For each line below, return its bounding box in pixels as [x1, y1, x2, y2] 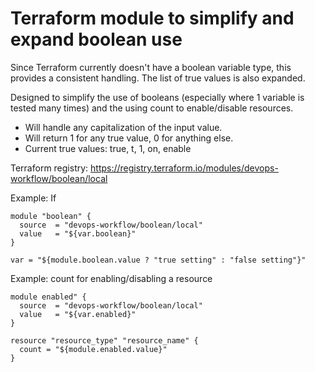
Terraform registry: [10, 162, 89, 174]
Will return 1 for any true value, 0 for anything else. [24, 132, 234, 144]
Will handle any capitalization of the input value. [24, 121, 223, 133]
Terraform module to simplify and [10, 7, 295, 30]
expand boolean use [10, 28, 183, 51]
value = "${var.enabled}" [19, 309, 137, 319]
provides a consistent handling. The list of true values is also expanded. [10, 72, 306, 84]
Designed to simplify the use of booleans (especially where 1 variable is [10, 91, 305, 103]
